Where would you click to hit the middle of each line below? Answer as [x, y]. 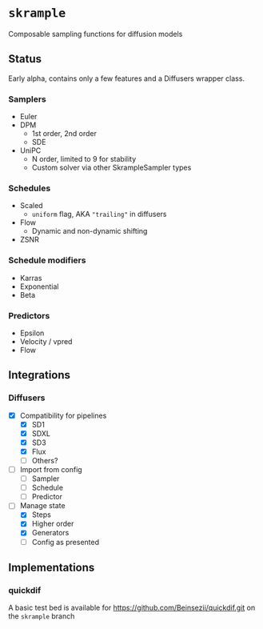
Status [25, 59]
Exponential [39, 286]
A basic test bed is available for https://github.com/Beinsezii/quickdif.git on [132, 608]
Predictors [29, 315]
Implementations [52, 567]
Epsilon [32, 333]
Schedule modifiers [47, 260]
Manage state [42, 506]
